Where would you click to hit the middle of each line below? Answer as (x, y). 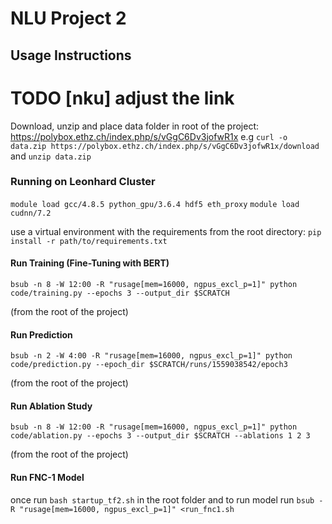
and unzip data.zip (51, 156)
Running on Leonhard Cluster (83, 182)
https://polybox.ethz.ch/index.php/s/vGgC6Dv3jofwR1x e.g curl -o (149, 136)
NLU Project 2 (68, 18)
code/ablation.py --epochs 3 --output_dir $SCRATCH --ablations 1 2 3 (160, 436)
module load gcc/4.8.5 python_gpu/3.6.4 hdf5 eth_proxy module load (155, 204)
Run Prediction (41, 334)
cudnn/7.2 (31, 213)
